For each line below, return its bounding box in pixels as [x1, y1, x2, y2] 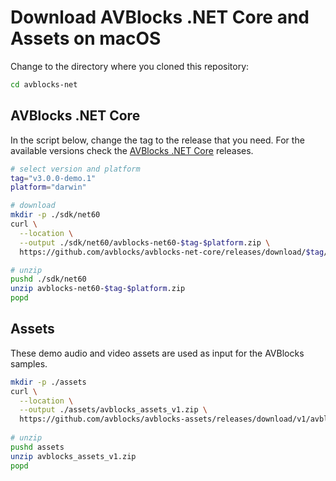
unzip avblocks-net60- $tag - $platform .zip [10, 284, 186, 294]
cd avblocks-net [10, 79, 78, 90]
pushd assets [10, 442, 65, 452]
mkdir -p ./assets [10, 377, 87, 387]
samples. [10, 357, 48, 370]
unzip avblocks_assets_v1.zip [10, 451, 137, 461]
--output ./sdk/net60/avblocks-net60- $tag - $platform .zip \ [19, 237, 271, 248]
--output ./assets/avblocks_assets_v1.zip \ [19, 405, 208, 415]
